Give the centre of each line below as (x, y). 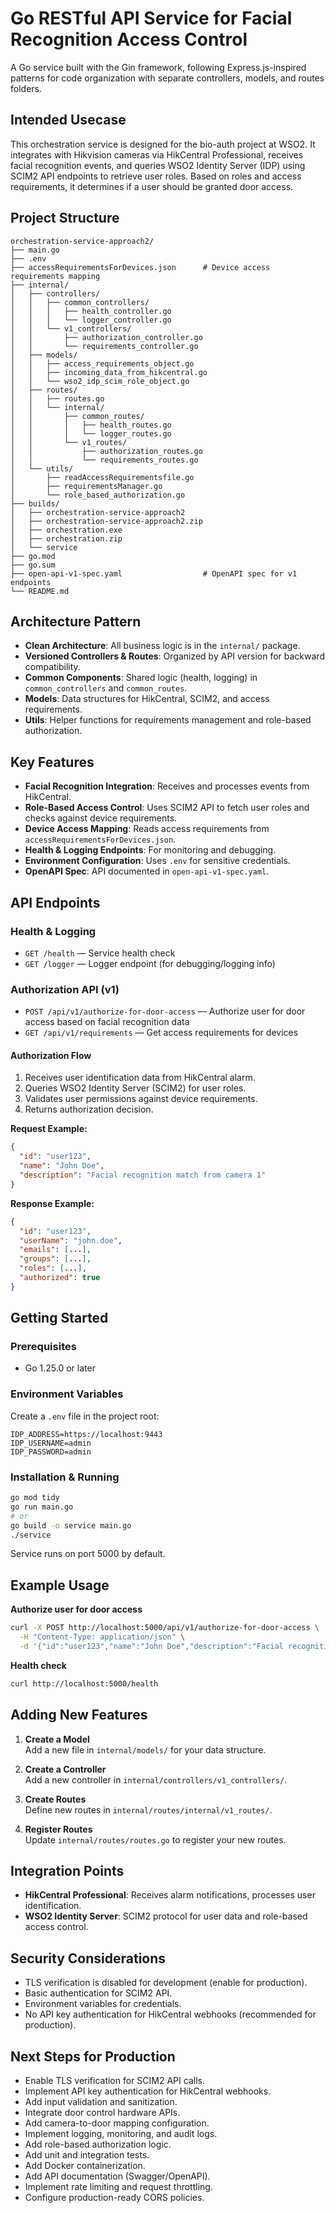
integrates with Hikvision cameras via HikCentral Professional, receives (157, 154)
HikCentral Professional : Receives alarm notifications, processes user (170, 1895)
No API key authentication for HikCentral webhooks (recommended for (170, 2014)
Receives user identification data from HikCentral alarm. (140, 1078)
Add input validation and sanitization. (101, 2101)
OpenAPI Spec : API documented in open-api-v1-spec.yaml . (147, 871)
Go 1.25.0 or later (60, 1368)
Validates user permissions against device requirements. (141, 1099)
